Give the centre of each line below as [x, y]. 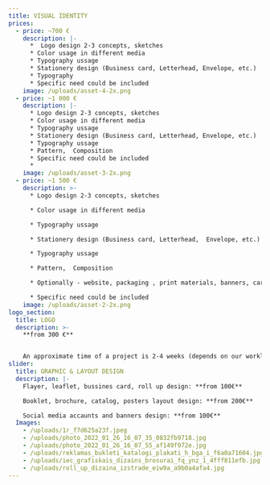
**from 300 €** [48, 335]
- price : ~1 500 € [47, 181]
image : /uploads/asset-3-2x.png [77, 173]
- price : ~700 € [43, 31]
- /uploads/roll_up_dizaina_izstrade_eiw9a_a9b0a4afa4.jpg [124, 468]
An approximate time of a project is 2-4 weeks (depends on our [133, 356]
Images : [29, 423]
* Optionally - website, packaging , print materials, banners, [139, 283]
